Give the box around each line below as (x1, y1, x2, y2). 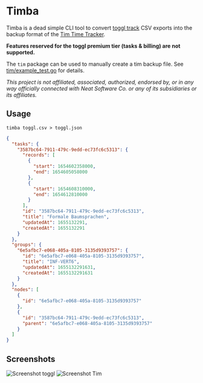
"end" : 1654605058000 (33, 169, 88, 175)
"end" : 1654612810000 (33, 191, 88, 197)
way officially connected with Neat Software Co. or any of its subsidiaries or (6, 84, 197, 92)
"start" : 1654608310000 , (33, 186, 96, 192)
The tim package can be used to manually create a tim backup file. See (6, 60, 184, 68)
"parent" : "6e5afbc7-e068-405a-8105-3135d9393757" (22, 320, 153, 326)
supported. (6, 48, 35, 55)
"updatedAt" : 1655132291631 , (22, 264, 96, 270)
